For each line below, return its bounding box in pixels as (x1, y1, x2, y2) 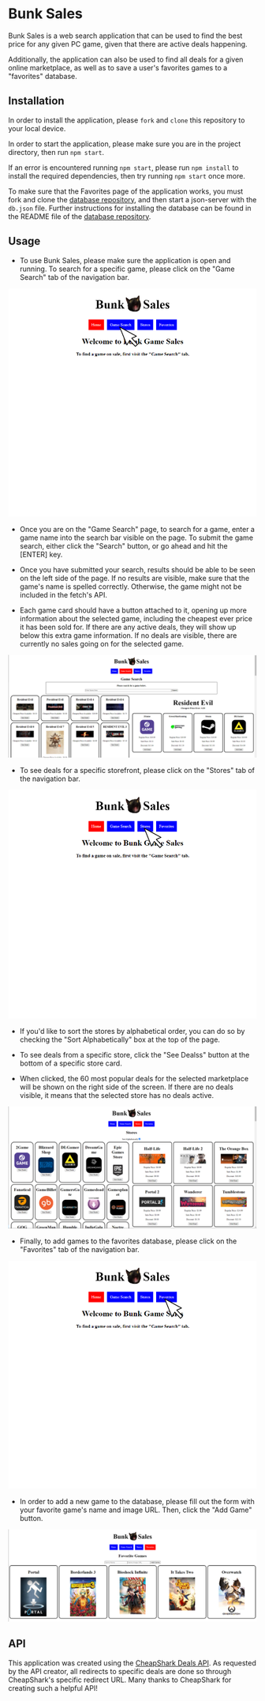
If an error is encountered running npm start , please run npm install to (8, 163, 239, 172)
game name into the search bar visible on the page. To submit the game (19, 533, 254, 542)
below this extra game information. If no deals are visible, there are (19, 631, 237, 640)
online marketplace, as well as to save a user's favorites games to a (8, 62, 228, 72)
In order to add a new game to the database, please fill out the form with (19, 1497, 255, 1507)
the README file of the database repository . (8, 211, 151, 221)
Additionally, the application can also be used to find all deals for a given (8, 55, 244, 64)
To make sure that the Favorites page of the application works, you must (8, 187, 244, 196)
